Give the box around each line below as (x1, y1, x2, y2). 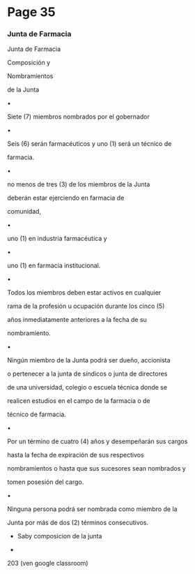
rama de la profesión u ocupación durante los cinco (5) (7, 302, 165, 311)
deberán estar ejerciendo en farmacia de (7, 193, 125, 203)
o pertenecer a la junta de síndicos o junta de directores (7, 369, 168, 378)
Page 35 (7, 4, 56, 20)
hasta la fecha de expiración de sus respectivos (7, 451, 144, 459)
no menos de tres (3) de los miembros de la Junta (7, 180, 150, 189)
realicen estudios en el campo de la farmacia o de (7, 397, 151, 405)
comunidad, (7, 207, 42, 216)
